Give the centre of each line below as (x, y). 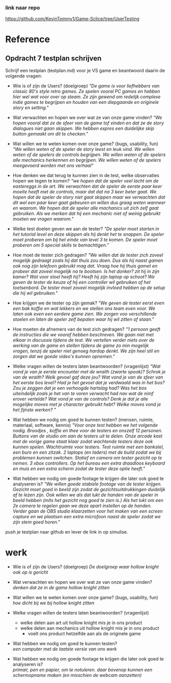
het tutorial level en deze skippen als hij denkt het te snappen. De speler (88, 234)
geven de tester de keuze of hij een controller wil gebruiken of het (82, 282)
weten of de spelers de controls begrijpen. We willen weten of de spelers (89, 155)
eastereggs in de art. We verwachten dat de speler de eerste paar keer (87, 186)
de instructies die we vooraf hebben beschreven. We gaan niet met (83, 335)
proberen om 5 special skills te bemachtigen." (61, 245)
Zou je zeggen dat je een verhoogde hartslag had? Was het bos (79, 388)
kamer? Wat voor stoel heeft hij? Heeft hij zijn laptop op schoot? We (84, 277)
